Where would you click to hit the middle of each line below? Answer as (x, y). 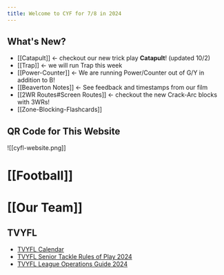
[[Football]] (40, 176)
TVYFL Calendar (40, 249)
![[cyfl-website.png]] (37, 148)
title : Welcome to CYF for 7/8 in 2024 (64, 13)
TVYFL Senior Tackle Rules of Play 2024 (74, 257)
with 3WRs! (33, 102)
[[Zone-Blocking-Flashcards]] (59, 110)
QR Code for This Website (64, 131)
